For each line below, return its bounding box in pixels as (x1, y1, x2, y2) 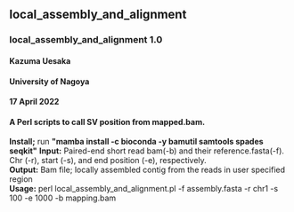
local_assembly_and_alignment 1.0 (9, 34, 163, 46)
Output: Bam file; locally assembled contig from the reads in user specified (9, 164, 286, 176)
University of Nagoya (9, 75, 90, 87)
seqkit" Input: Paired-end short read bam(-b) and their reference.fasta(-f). (9, 145, 285, 156)
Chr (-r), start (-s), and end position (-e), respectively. (9, 155, 207, 166)
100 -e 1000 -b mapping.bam (9, 192, 117, 203)
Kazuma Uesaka (9, 55, 71, 66)
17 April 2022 (9, 97, 60, 107)
